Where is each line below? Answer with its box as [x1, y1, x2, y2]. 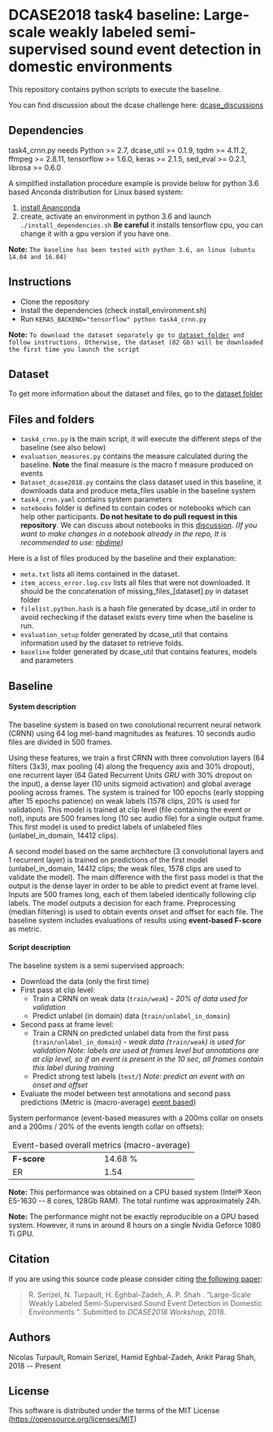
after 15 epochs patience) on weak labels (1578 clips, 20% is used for [8, 796, 241, 805]
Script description [8, 943, 71, 952]
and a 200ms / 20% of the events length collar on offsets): [8, 1122, 205, 1131]
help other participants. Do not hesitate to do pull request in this [19, 512, 238, 522]
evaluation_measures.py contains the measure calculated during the [19, 451, 249, 461]
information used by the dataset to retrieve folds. [19, 638, 184, 648]
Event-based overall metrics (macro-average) [12, 1139, 191, 1151]
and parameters [19, 656, 74, 666]
